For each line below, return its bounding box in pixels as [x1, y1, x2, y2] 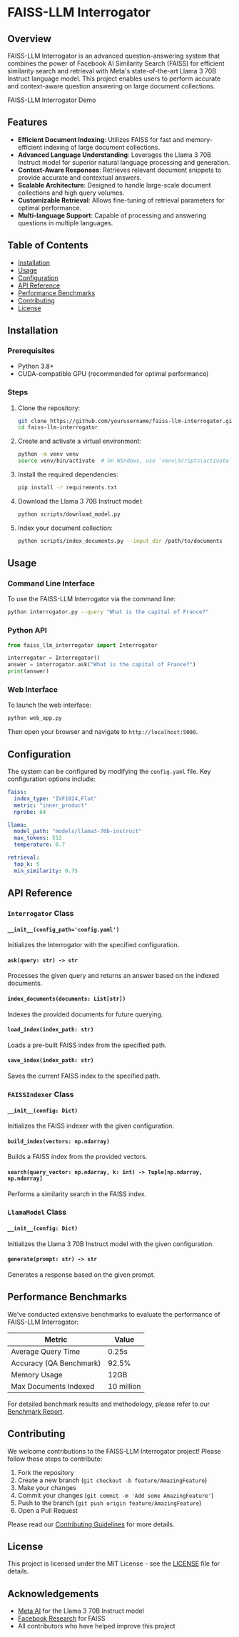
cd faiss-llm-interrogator [17, 424, 98, 432]
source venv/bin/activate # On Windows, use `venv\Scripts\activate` [17, 457, 233, 464]
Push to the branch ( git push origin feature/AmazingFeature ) [17, 1499, 202, 1507]
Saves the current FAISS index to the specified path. [7, 1071, 161, 1081]
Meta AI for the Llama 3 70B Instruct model [17, 1606, 145, 1616]
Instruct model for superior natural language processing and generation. [17, 158, 230, 166]
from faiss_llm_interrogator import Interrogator [7, 641, 158, 649]
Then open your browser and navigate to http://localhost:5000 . [7, 728, 198, 736]
